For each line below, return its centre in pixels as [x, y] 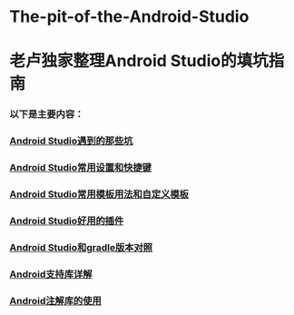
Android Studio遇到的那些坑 [71, 141]
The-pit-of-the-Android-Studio [129, 17]
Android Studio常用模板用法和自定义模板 [99, 194]
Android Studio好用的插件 [67, 221]
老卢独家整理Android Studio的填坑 [139, 61]
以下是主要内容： [47, 114]
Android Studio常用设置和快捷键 [81, 168]
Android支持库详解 [51, 274]
